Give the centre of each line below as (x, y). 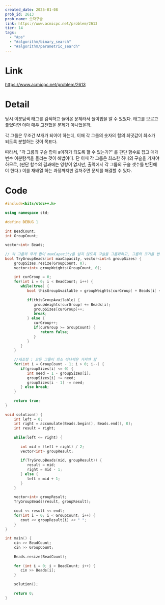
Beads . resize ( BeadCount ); (41, 557)
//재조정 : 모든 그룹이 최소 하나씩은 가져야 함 (55, 360)
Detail (17, 104)
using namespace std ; (27, 213)
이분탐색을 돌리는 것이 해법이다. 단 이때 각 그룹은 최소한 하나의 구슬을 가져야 (87, 158)
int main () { (18, 538)
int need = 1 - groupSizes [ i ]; (59, 373)
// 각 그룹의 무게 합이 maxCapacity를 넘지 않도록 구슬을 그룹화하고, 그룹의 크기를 (80, 254)
